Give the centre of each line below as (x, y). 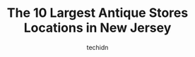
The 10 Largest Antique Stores (97, 13)
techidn (97, 47)
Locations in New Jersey (97, 28)
